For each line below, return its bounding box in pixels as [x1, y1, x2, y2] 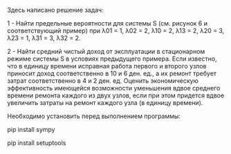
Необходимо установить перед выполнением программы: [7, 112, 181, 120]
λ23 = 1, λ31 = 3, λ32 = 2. [7, 34, 81, 42]
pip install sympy [7, 126, 55, 133]
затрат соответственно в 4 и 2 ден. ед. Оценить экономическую [7, 77, 199, 85]
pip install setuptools [7, 139, 66, 147]
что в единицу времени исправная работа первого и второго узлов [7, 62, 207, 70]
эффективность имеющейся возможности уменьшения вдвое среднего [7, 84, 221, 92]
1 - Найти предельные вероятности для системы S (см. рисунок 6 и [7, 19, 208, 27]
